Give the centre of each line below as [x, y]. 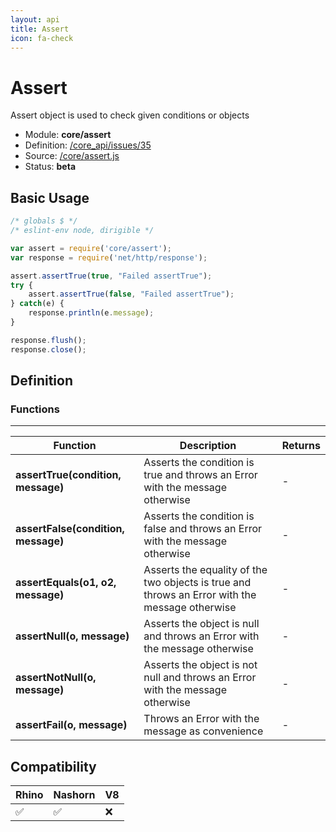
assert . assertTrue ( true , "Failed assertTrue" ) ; [111, 276]
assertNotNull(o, [56, 678]
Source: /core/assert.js [72, 156]
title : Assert [40, 29]
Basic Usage [50, 197]
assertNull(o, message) [72, 636]
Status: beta [50, 167]
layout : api [35, 19]
